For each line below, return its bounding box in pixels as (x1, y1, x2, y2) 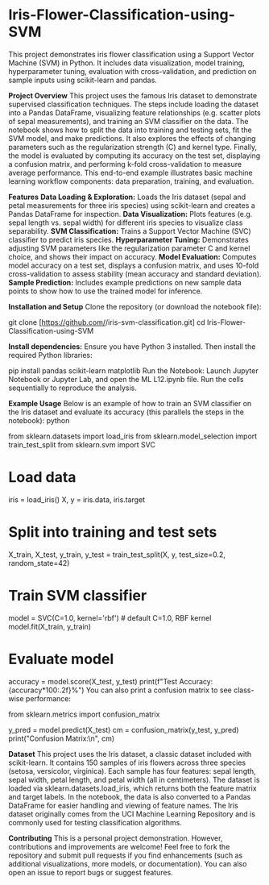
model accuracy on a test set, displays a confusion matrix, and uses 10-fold (8, 260, 259, 270)
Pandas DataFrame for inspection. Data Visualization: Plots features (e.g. (8, 209, 253, 218)
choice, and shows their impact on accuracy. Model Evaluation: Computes (8, 251, 257, 261)
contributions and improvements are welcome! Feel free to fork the (8, 841, 230, 851)
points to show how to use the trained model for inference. (8, 286, 203, 296)
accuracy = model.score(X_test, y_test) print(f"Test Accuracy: (8, 676, 213, 686)
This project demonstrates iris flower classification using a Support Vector (8, 49, 255, 59)
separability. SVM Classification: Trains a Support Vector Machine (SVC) (8, 226, 251, 235)
